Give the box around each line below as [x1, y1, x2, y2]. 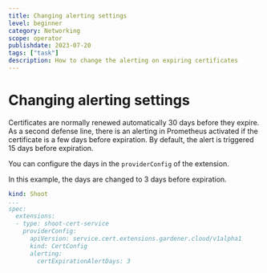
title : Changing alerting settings [8, 11, 127, 20]
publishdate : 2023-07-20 [8, 42, 91, 50]
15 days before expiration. [8, 143, 94, 153]
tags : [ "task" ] [8, 49, 59, 57]
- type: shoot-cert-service [15, 220, 110, 228]
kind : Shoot [8, 189, 48, 198]
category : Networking [8, 26, 81, 35]
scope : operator [8, 34, 63, 43]
